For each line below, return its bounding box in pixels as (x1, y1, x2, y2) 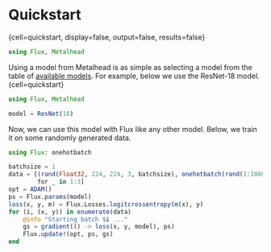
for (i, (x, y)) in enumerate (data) (8, 208, 131, 216)
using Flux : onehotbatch (8, 148, 92, 156)
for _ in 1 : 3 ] (37, 178, 85, 186)
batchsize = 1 (8, 163, 56, 171)
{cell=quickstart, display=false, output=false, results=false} (8, 32, 206, 42)
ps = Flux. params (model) (8, 192, 92, 200)
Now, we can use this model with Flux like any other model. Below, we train (8, 124, 258, 134)
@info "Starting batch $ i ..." (23, 215, 128, 223)
